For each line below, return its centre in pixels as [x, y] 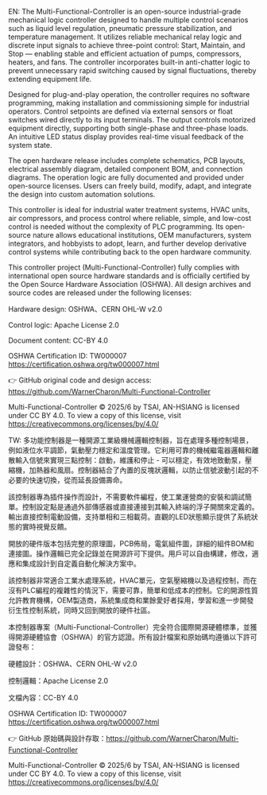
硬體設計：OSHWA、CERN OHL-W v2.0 [73, 664]
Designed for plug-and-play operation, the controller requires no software [129, 94]
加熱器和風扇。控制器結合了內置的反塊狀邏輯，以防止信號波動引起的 [140, 470]
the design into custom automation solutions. [82, 194]
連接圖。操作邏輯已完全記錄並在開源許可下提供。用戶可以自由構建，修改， [130, 553]
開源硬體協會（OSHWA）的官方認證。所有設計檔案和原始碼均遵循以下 [129, 637]
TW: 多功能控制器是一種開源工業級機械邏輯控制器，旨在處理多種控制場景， [131, 440]
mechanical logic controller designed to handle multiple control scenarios [128, 20]
